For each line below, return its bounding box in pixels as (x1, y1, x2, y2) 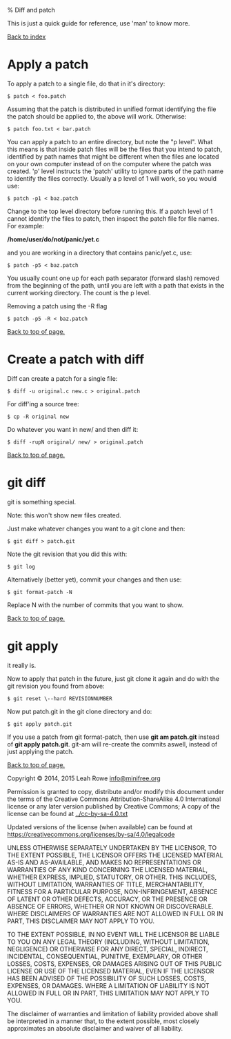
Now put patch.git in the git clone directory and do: (7, 707, 152, 715)
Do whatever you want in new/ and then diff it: (7, 425, 139, 433)
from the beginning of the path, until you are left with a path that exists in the (7, 281, 225, 289)
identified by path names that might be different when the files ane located (7, 152, 219, 161)
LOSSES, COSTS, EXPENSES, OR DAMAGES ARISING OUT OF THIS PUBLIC (7, 959, 222, 968)
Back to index (7, 32, 46, 41)
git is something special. (7, 497, 77, 506)
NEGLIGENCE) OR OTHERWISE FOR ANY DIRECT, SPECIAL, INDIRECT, (7, 944, 208, 953)
